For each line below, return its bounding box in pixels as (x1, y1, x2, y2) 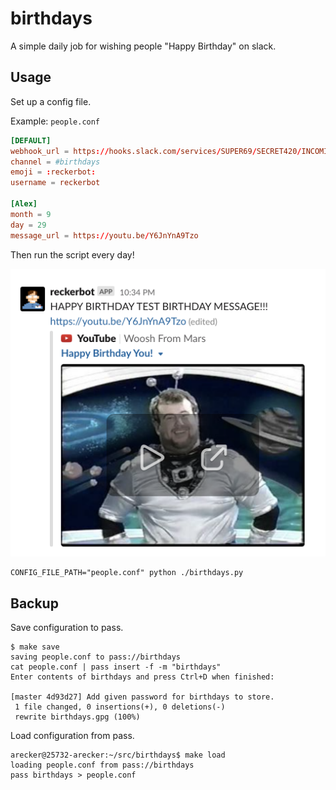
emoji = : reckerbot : (10, 167, 97, 177)
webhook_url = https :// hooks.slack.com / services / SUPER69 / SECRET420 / (10, 146, 302, 156)
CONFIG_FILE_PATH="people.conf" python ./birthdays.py (10, 568, 244, 578)
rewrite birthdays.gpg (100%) (14, 712, 141, 722)
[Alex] (10, 199, 38, 209)
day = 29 (10, 220, 47, 230)
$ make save (10, 642, 60, 652)
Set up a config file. (10, 95, 92, 107)
